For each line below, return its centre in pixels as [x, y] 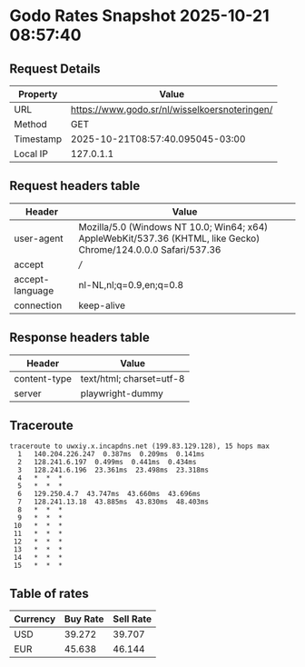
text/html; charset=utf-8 [133, 378]
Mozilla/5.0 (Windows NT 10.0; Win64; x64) [173, 226]
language [34, 290]
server [28, 393]
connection [38, 305]
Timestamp [38, 139]
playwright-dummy [122, 393]
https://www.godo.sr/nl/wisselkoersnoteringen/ [172, 110]
